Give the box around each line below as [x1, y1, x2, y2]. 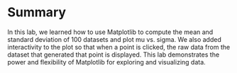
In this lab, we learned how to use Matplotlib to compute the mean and [7, 28, 214, 36]
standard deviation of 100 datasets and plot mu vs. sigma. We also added [7, 35, 221, 43]
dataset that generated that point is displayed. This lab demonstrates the [7, 50, 220, 59]
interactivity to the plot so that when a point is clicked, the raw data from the [7, 43, 231, 51]
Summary [7, 4, 66, 21]
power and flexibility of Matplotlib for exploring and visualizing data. [7, 57, 206, 66]
